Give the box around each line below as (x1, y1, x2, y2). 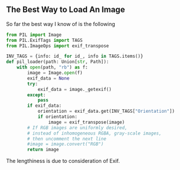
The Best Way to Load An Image (6, 5, 125, 15)
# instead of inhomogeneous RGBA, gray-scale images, (27, 130, 162, 136)
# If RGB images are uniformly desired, (27, 125, 128, 130)
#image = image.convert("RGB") (27, 141, 104, 147)
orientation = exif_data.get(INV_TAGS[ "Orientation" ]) (37, 109, 175, 115)
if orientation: (37, 114, 78, 120)
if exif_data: (27, 103, 62, 109)
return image (27, 147, 59, 153)
